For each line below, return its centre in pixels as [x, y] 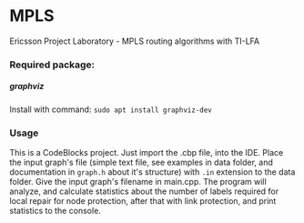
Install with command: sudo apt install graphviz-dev [111, 109]
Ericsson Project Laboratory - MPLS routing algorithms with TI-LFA [135, 41]
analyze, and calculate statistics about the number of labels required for [144, 191]
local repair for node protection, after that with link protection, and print [143, 201]
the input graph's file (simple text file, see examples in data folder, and [141, 162]
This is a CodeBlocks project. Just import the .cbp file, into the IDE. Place [147, 153]
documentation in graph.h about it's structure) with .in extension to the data [152, 172]
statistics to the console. [56, 211]
